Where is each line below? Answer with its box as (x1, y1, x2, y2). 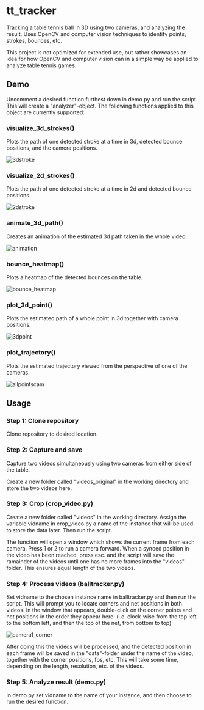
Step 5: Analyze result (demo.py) (6, 678, 107, 686)
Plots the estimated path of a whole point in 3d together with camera (6, 315, 178, 322)
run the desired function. (6, 698, 69, 706)
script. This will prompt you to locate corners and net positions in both (6, 600, 183, 607)
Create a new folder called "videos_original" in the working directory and (6, 478, 189, 485)
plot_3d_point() (6, 301, 53, 309)
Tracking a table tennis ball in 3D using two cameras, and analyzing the (6, 24, 186, 31)
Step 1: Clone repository (6, 416, 79, 425)
